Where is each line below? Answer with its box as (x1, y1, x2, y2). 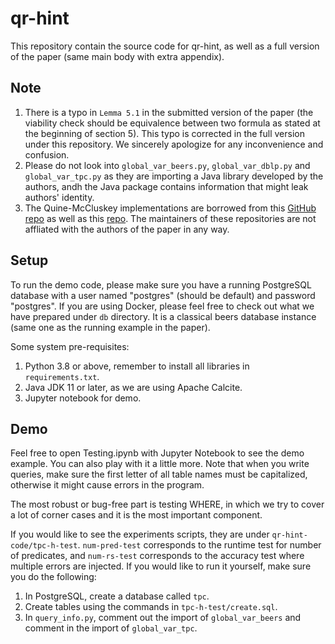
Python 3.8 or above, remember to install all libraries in (24, 360, 250, 372)
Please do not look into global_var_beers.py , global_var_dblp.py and (24, 159, 311, 171)
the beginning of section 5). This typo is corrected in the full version (24, 127, 305, 139)
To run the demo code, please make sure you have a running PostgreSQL (10, 278, 312, 291)
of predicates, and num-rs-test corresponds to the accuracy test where (10, 550, 305, 562)
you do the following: (10, 571, 97, 583)
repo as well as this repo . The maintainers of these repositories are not (24, 212, 317, 224)
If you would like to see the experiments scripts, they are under (10, 528, 270, 541)
